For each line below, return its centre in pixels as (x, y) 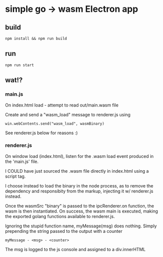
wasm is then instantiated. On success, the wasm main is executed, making (82, 211)
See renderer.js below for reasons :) (41, 133)
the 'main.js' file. (22, 161)
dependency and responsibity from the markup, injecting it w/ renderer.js (79, 191)
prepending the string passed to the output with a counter (64, 231)
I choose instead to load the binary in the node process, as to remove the (79, 185)
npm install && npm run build (36, 38)
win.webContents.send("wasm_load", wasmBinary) (55, 124)
